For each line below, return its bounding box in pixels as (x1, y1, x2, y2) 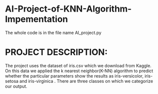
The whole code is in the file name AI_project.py (5, 30, 102, 35)
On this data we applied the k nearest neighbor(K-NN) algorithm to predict (5, 68, 153, 74)
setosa (5, 78, 18, 84)
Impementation (5, 14, 68, 25)
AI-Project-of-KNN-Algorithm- (5, 3, 132, 15)
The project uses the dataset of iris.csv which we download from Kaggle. (5, 63, 152, 68)
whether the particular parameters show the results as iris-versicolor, (5, 73, 144, 78)
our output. (5, 83, 28, 89)
